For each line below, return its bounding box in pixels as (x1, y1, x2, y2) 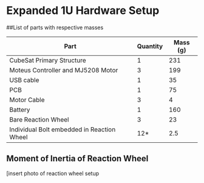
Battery (9, 105, 30, 114)
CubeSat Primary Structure (9, 56, 86, 64)
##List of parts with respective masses (6, 24, 104, 31)
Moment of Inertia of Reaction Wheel (6, 153, 149, 164)
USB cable (9, 75, 39, 84)
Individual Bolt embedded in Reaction (9, 125, 116, 134)
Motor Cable (9, 95, 45, 104)
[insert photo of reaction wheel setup (6, 170, 100, 177)
